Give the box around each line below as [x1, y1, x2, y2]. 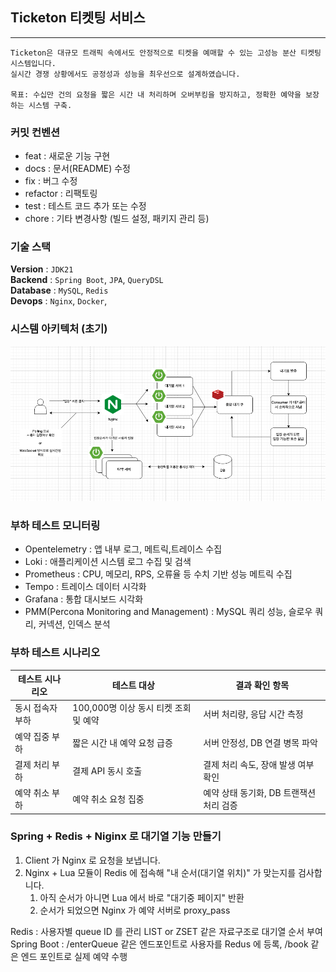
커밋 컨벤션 [10, 125, 61, 139]
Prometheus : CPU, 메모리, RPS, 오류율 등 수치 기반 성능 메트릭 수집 [24, 568, 293, 580]
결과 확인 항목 [235, 679, 290, 692]
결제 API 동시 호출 [72, 764, 143, 777]
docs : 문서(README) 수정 [24, 163, 131, 175]
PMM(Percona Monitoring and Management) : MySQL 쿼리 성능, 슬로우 [24, 606, 313, 618]
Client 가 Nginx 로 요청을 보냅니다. [24, 854, 161, 866]
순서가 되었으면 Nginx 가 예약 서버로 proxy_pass [39, 904, 231, 916]
